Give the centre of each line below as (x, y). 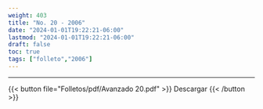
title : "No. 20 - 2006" (47, 23)
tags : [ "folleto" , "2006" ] (50, 60)
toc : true (24, 52)
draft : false (29, 45)
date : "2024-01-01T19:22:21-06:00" (66, 30)
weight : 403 (27, 15)
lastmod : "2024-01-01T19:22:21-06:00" (71, 37)
